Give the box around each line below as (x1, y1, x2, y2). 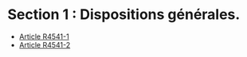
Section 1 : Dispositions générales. (7, 6, 241, 24)
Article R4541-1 (18, 32, 69, 41)
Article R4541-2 (18, 40, 71, 49)
